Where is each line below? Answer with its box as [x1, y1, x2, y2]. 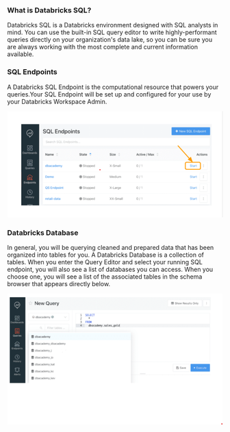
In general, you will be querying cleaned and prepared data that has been [7, 243, 214, 251]
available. [7, 50, 34, 58]
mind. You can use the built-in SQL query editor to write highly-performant [7, 28, 217, 36]
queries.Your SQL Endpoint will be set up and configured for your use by [7, 90, 212, 98]
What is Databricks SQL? [7, 5, 92, 15]
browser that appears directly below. [7, 279, 111, 288]
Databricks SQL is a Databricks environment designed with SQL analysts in [7, 21, 218, 29]
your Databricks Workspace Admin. [7, 97, 107, 105]
